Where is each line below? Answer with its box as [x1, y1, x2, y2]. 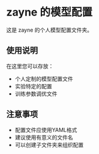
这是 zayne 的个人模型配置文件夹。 [6, 26, 93, 33]
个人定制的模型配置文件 [14, 75, 73, 82]
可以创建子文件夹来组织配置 [14, 141, 84, 148]
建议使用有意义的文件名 [14, 134, 73, 141]
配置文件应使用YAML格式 [14, 126, 77, 133]
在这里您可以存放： [6, 62, 54, 69]
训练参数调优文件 [14, 90, 58, 97]
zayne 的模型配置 [6, 5, 93, 19]
